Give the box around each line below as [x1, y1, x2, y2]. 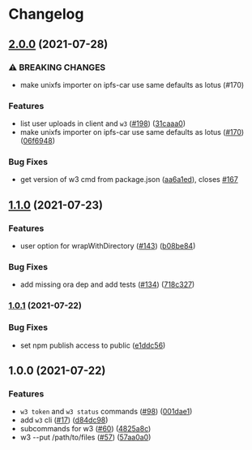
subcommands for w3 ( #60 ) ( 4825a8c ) [19, 424, 152, 434]
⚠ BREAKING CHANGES [8, 62, 106, 73]
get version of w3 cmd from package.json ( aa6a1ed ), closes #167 [19, 175, 239, 184]
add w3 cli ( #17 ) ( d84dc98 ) [19, 415, 109, 425]
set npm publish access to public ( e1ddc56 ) [19, 340, 166, 350]
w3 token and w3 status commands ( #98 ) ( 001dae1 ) [19, 407, 193, 417]
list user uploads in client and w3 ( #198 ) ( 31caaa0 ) [19, 119, 186, 128]
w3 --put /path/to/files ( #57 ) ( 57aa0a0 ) [19, 432, 152, 443]
